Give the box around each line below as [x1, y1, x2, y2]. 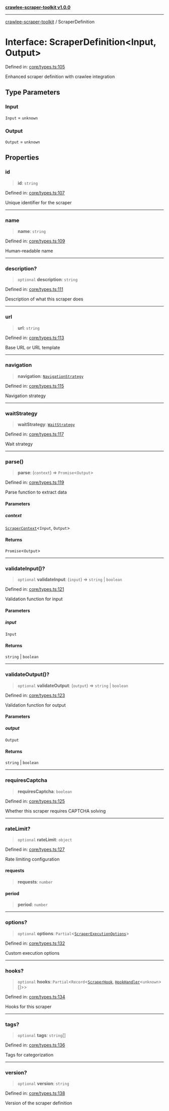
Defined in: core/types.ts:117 [5, 431, 64, 438]
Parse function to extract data [5, 489, 67, 496]
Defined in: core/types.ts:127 [5, 846, 65, 852]
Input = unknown [5, 114, 38, 120]
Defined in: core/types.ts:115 [5, 383, 64, 389]
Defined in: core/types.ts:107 [5, 190, 65, 196]
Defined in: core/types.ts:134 [5, 994, 65, 1000]
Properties [5, 153, 39, 162]
